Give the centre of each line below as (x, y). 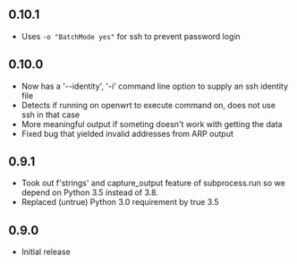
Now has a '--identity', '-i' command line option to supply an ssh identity (154, 86)
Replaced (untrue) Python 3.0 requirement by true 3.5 (120, 202)
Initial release (46, 252)
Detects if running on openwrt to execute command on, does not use (148, 105)
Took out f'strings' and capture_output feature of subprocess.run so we (153, 183)
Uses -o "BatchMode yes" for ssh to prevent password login (131, 36)
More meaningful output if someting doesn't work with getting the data (152, 123)
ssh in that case (51, 115)
